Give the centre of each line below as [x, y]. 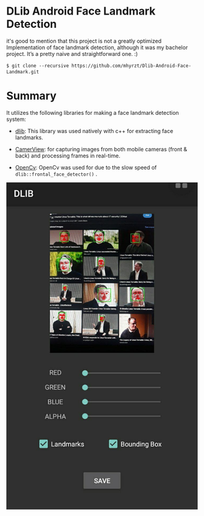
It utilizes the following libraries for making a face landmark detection [93, 112]
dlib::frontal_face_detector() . [56, 174]
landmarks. [29, 137]
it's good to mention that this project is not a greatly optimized [84, 41]
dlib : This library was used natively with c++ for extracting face [94, 131]
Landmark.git [23, 72]
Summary [31, 96]
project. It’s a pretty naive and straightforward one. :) [72, 53]
